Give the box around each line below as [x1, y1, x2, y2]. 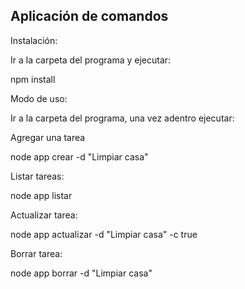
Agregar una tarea [10, 131, 86, 143]
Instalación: [10, 34, 58, 46]
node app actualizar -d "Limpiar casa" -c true [10, 228, 198, 240]
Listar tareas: [10, 170, 65, 182]
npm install [10, 73, 56, 85]
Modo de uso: [10, 92, 68, 104]
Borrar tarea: [10, 247, 63, 259]
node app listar [10, 189, 73, 201]
